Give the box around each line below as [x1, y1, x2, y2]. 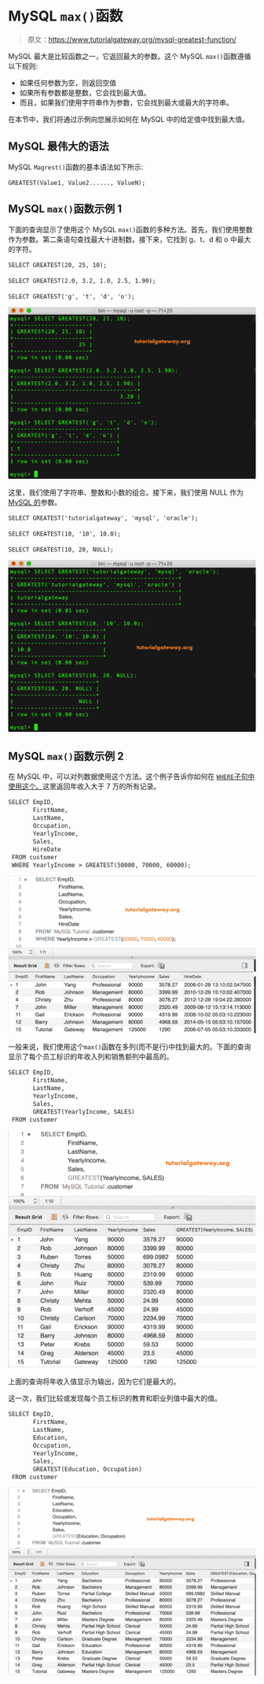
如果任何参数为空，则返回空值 [19, 78, 116, 87]
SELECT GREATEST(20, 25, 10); [8, 261, 108, 269]
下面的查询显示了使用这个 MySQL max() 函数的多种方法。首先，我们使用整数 [8, 224, 253, 234]
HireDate [32, 846, 61, 854]
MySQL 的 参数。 [8, 498, 62, 507]
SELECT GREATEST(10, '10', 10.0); [8, 530, 122, 538]
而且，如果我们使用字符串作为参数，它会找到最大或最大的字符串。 [19, 98, 233, 107]
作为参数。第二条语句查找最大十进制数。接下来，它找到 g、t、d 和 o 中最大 [8, 234, 251, 244]
